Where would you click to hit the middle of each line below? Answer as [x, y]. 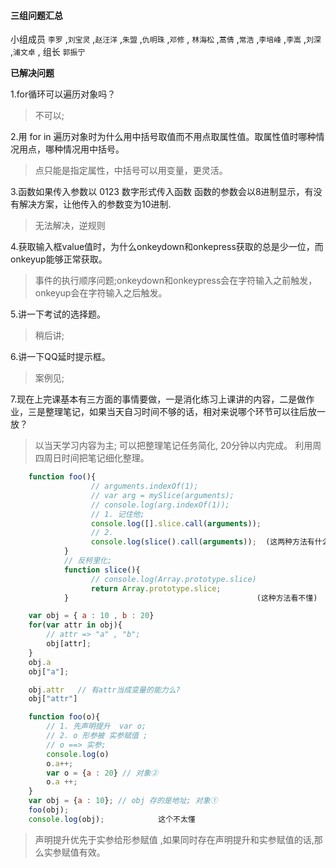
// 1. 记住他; [117, 514]
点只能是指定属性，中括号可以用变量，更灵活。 [131, 171]
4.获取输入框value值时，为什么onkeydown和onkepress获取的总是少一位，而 [167, 247]
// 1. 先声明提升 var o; [96, 726]
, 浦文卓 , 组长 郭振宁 [48, 52]
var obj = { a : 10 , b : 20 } [91, 616]
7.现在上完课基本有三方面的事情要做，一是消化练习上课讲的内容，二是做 [158, 399]
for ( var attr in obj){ [75, 625]
